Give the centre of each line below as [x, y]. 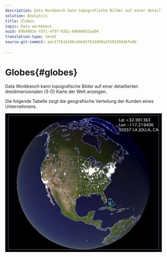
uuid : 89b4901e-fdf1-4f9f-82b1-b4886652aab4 [52, 32]
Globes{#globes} [42, 72]
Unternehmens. [21, 106]
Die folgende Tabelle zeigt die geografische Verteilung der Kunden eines [80, 101]
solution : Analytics [27, 16]
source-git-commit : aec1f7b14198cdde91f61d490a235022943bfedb [71, 42]
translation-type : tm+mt [31, 37]
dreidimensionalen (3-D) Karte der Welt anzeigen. [56, 91]
